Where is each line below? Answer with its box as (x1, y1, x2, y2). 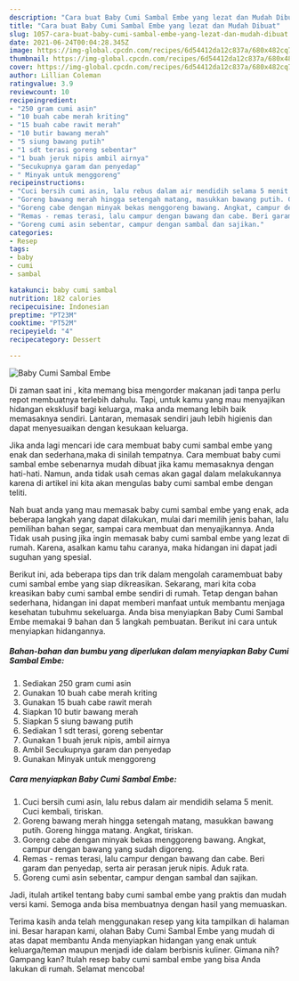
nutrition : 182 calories (9, 294, 101, 303)
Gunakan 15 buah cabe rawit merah (21, 696, 153, 708)
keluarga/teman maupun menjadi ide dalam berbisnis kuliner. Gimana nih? (9, 945, 280, 955)
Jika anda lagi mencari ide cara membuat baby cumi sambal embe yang (9, 440, 273, 450)
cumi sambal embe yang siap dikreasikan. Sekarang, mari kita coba (9, 578, 256, 588)
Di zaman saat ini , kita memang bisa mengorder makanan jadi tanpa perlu (9, 385, 280, 395)
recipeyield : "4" (9, 327, 74, 336)
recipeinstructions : (9, 179, 86, 188)
